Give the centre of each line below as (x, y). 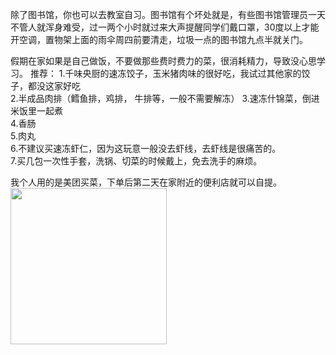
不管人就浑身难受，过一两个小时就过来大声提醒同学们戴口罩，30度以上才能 (165, 27)
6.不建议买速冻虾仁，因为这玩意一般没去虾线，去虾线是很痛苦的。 (146, 148)
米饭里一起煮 (36, 111)
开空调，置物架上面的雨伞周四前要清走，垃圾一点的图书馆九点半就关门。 (159, 39)
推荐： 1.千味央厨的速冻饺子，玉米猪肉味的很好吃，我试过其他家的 (165, 73)
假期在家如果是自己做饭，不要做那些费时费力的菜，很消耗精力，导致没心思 (163, 61)
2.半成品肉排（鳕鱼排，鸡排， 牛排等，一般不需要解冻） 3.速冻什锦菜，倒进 (165, 98)
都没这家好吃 (54, 86)
